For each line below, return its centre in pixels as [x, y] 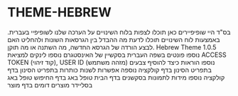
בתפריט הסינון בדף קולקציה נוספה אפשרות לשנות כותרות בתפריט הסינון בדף [109, 70]
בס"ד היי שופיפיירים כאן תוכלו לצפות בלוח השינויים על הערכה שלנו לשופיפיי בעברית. [119, 32]
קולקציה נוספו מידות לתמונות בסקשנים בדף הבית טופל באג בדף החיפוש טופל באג [116, 77]
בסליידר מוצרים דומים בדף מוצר [50, 85]
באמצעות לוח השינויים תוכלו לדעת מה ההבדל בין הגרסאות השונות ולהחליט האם [114, 39]
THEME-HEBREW [59, 12]
